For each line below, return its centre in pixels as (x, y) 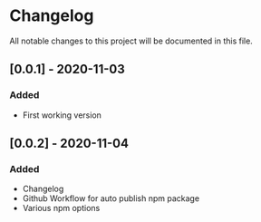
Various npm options (61, 208)
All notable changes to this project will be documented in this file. (131, 41)
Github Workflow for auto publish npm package (111, 198)
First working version (62, 115)
